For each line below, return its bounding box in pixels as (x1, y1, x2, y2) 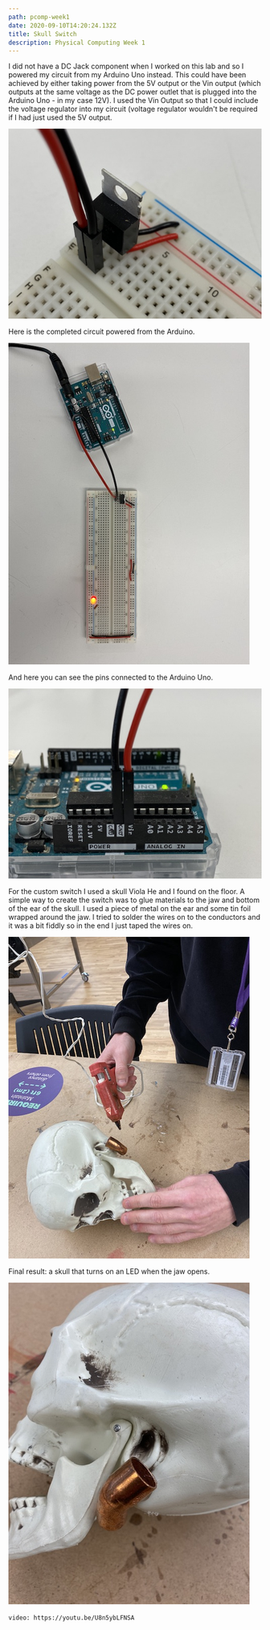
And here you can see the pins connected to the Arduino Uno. (8, 672, 214, 683)
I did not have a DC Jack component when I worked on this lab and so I (8, 61, 244, 72)
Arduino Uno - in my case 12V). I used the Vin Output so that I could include (8, 96, 259, 105)
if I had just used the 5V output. (8, 113, 112, 122)
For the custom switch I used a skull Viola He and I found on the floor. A (8, 887, 245, 897)
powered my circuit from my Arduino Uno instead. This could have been (8, 70, 247, 80)
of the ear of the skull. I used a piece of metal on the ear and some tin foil (8, 904, 252, 914)
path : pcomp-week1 (8, 13, 70, 21)
